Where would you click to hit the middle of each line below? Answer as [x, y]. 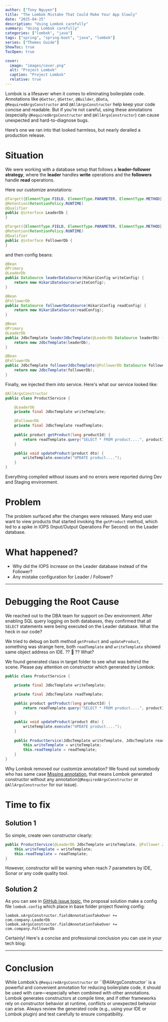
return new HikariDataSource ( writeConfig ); [60, 283]
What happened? [42, 553]
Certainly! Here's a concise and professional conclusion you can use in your [83, 938]
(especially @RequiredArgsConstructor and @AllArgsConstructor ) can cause [82, 115]
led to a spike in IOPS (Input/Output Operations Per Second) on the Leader [82, 527]
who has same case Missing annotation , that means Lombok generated [79, 774]
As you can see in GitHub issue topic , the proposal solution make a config [81, 901]
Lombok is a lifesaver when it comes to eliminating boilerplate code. [75, 94]
